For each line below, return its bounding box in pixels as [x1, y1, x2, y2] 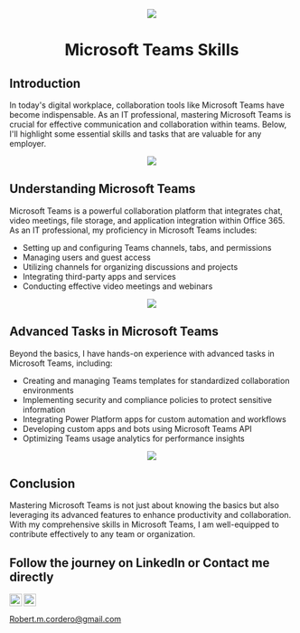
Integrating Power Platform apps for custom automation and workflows [22, 413, 286, 425]
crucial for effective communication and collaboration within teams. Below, [9, 119, 287, 129]
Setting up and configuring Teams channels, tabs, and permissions [22, 242, 272, 253]
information [22, 404, 66, 415]
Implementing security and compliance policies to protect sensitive [22, 394, 273, 405]
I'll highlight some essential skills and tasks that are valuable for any [9, 129, 262, 139]
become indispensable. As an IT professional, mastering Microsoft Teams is [9, 110, 292, 120]
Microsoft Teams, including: [9, 358, 113, 369]
